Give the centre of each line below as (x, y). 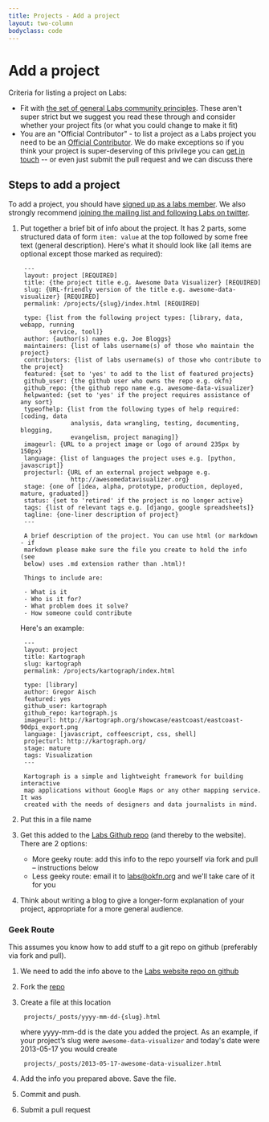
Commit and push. (51, 1095)
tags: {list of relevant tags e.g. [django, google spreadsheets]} (139, 508)
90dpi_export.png (49, 727)
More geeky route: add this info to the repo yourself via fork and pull (145, 859)
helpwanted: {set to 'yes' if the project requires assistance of (137, 395)
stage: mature (47, 748)
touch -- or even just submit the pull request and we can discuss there (136, 160)
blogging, (37, 431)
